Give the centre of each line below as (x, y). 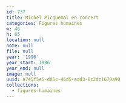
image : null (21, 74)
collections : (23, 85)
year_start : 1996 (28, 62)
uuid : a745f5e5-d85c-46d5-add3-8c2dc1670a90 (63, 79)
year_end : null (25, 68)
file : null (20, 51)
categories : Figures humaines (45, 23)
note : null (20, 46)
